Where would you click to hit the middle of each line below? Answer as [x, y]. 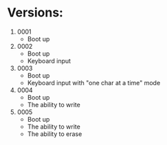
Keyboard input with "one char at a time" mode [94, 82]
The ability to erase [55, 134]
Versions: [35, 13]
